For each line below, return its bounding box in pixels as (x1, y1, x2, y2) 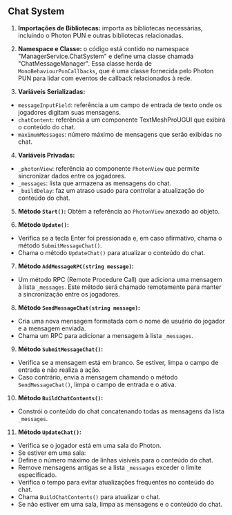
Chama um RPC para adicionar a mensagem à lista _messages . (17, 331, 194, 339)
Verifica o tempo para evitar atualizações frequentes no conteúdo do (17, 478, 215, 486)
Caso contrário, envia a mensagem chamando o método (17, 373, 178, 381)
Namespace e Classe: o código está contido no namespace (17, 44, 189, 53)
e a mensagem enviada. (17, 324, 86, 333)
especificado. (17, 470, 57, 479)
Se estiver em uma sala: (17, 449, 86, 457)
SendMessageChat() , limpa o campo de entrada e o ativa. (17, 380, 177, 388)
